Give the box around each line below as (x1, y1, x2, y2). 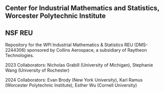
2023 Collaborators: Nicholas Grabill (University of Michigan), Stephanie (5, 62, 153, 68)
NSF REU (5, 28, 33, 37)
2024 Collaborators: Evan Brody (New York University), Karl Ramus (5, 77, 143, 83)
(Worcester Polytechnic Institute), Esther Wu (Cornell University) (5, 82, 138, 89)
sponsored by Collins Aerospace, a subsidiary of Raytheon (27, 47, 147, 53)
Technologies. (5, 52, 34, 59)
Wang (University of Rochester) (5, 67, 70, 74)
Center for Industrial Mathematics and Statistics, (5, 4, 160, 12)
